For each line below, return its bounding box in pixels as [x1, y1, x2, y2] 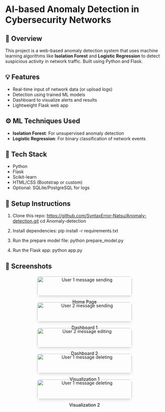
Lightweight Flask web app [12, 102, 69, 108]
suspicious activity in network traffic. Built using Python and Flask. [5, 58, 143, 64]
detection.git [12, 218, 39, 224]
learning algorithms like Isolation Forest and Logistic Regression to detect [5, 53, 160, 59]
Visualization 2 [69, 401, 100, 408]
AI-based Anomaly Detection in [5, 4, 139, 15]
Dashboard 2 [71, 350, 98, 356]
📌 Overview [5, 34, 42, 43]
